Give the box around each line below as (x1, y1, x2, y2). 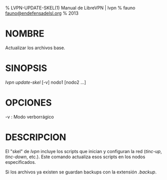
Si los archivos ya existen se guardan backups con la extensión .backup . (5, 169, 157, 175)
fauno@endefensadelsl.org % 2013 (5, 10, 79, 16)
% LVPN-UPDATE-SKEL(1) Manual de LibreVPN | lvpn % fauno (5, 5, 136, 11)
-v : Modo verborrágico (5, 114, 54, 120)
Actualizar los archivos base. (5, 45, 66, 51)
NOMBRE (5, 28, 45, 40)
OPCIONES (5, 97, 52, 109)
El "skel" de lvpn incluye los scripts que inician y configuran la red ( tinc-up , (5, 148, 162, 154)
